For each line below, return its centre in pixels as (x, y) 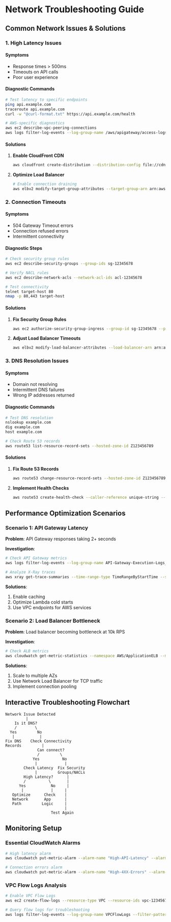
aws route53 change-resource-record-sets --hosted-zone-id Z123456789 (89, 478)
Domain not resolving (35, 384)
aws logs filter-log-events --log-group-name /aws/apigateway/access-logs (86, 133)
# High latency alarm (28, 854)
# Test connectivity (27, 287)
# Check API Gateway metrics (36, 558)
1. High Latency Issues (34, 43)
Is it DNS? (26, 723)
